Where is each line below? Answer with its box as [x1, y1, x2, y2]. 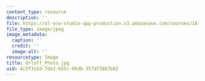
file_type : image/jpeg [6, 26, 64, 32]
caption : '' [12, 37, 43, 43]
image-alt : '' [12, 49, 48, 55]
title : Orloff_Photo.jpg [6, 60, 70, 66]
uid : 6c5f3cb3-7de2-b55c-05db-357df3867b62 [6, 65, 119, 72]
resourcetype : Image [6, 54, 59, 60]
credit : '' [12, 43, 40, 49]
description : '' [6, 15, 48, 21]
